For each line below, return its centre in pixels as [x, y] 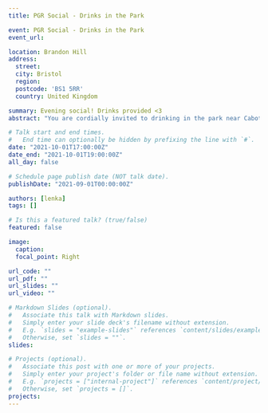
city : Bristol [39, 74]
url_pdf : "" [28, 279]
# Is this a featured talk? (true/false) [78, 220]
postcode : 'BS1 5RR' [49, 88]
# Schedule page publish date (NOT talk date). [89, 176]
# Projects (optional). [48, 360]
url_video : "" [32, 293]
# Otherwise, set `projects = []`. [71, 389]
